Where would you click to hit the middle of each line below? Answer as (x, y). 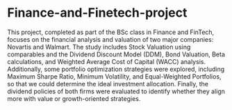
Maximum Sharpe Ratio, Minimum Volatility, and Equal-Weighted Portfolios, (114, 76)
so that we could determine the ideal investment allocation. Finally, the (108, 84)
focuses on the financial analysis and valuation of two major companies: (110, 39)
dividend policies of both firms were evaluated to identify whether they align (116, 91)
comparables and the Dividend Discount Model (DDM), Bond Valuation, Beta (116, 54)
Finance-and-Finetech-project (97, 13)
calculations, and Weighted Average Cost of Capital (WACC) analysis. (107, 61)
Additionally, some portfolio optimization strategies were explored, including (116, 69)
